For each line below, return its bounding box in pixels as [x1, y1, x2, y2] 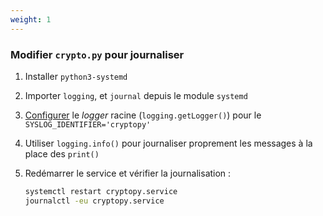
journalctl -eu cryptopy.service [24, 196, 165, 206]
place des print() [24, 147, 100, 160]
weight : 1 [10, 14, 52, 25]
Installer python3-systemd [24, 70, 128, 82]
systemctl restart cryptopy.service [24, 186, 178, 196]
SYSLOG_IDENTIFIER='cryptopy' [24, 119, 152, 130]
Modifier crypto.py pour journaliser [10, 47, 185, 61]
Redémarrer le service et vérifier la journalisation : [24, 167, 232, 179]
